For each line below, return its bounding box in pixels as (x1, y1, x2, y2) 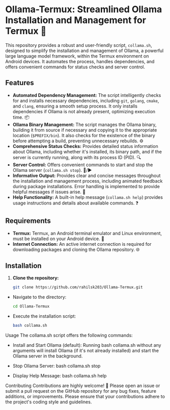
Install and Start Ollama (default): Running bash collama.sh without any (12, 342, 161, 348)
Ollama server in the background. (12, 353, 83, 359)
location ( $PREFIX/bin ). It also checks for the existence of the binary (12, 132, 155, 138)
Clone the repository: (12, 275, 59, 281)
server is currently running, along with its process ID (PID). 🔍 (12, 154, 141, 160)
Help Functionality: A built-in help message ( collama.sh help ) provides (12, 194, 163, 200)
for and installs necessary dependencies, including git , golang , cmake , (12, 97, 159, 104)
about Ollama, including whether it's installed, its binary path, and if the (12, 148, 162, 155)
